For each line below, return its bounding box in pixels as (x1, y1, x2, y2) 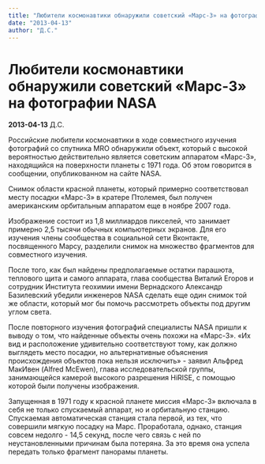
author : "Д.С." (8, 26, 58, 34)
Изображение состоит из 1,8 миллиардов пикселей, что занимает (8, 217, 230, 226)
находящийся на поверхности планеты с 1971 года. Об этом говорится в (8, 160, 252, 170)
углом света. (8, 307, 52, 317)
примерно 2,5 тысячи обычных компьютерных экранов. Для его (8, 224, 226, 234)
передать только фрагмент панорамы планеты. (8, 447, 169, 457)
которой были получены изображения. (8, 381, 140, 391)
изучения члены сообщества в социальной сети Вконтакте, (8, 233, 210, 243)
